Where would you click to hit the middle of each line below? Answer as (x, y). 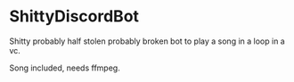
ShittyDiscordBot (74, 16)
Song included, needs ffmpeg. (65, 68)
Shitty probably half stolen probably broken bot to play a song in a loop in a (147, 41)
